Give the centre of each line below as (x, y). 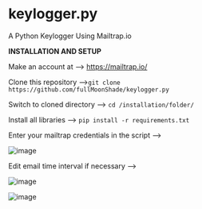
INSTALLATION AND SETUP (55, 51)
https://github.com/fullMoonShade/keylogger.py (89, 89)
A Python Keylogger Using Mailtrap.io (70, 36)
